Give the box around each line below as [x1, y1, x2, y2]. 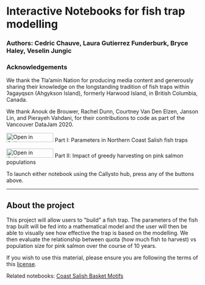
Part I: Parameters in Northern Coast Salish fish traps [54, 136, 188, 144]
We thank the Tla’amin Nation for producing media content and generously [6, 77, 194, 84]
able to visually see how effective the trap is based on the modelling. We [6, 230, 189, 237]
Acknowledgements [6, 63, 68, 71]
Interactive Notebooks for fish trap [6, 4, 185, 18]
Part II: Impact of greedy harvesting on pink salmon [54, 152, 184, 160]
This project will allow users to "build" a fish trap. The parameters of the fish [6, 216, 198, 223]
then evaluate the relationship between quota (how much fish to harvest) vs [6, 236, 196, 243]
